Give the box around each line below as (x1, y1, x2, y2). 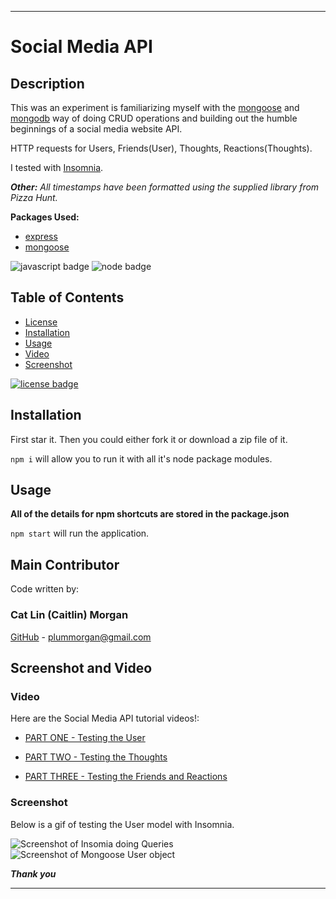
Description (10, 75, 85, 92)
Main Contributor (10, 556, 120, 573)
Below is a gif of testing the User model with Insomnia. (10, 818, 235, 830)
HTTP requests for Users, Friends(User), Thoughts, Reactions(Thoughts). (10, 142, 313, 154)
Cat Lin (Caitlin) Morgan (10, 608, 129, 622)
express (24, 231, 58, 242)
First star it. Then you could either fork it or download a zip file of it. (10, 433, 288, 445)
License (24, 316, 58, 328)
